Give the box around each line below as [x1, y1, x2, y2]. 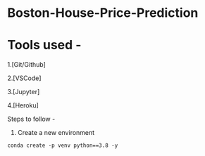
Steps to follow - [7, 115, 56, 124]
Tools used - [7, 37, 82, 53]
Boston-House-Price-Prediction [7, 5, 199, 21]
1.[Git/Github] [7, 60, 46, 69]
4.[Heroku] [7, 101, 39, 110]
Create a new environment [17, 129, 95, 137]
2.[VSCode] [7, 74, 42, 82]
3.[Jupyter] [7, 88, 40, 96]
